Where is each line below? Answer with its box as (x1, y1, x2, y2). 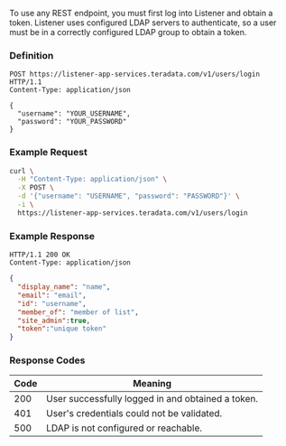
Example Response (9, 229, 96, 242)
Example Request (9, 146, 88, 159)
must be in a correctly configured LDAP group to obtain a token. (9, 27, 247, 37)
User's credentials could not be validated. (46, 407, 223, 420)
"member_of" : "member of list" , (17, 307, 140, 317)
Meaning (132, 377, 172, 390)
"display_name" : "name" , (17, 283, 111, 292)
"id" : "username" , (17, 299, 88, 308)
